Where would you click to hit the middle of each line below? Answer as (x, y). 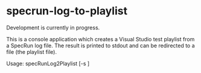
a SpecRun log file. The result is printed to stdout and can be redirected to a (101, 45)
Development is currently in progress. (53, 28)
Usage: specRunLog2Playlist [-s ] (48, 63)
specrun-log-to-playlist (67, 11)
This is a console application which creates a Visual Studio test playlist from (101, 39)
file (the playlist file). (32, 51)
